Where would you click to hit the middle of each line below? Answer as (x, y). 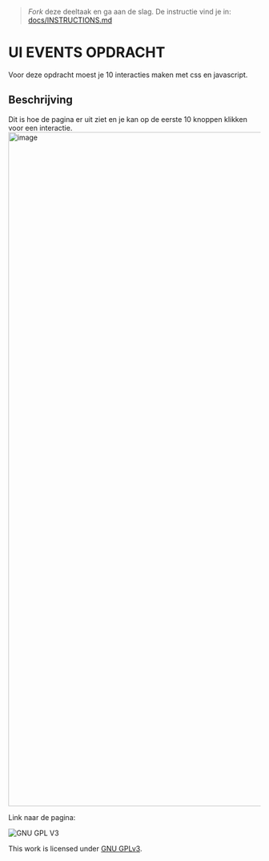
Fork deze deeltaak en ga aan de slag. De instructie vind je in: (129, 12)
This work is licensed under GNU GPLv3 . (75, 848)
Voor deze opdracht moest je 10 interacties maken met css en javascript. (128, 75)
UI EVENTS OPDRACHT (87, 53)
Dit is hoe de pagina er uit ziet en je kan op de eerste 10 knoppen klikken (128, 119)
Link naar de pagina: (42, 817)
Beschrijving (41, 100)
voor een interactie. (40, 128)
